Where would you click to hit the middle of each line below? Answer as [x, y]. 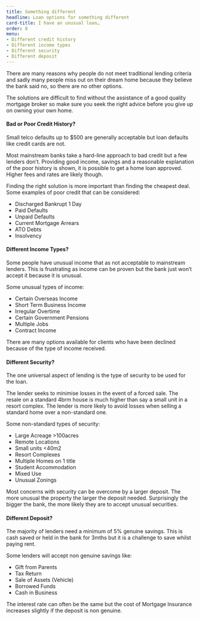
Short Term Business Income [50, 305]
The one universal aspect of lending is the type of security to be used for [96, 375]
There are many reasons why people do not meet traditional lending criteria [99, 73]
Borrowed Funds [35, 586]
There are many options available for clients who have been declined [91, 342]
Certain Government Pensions [52, 318]
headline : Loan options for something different [68, 17]
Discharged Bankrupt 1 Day [48, 203]
